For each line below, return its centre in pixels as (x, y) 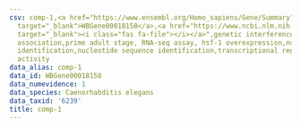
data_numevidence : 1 (48, 84)
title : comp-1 (36, 109)
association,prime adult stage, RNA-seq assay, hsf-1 (120, 42)
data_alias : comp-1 (46, 68)
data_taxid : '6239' (46, 101)
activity (34, 59)
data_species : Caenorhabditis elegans (82, 92)
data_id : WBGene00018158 (56, 76)
